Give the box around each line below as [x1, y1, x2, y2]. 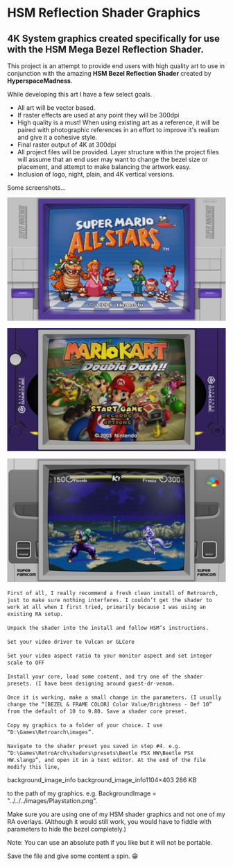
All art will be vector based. [17, 104, 96, 112]
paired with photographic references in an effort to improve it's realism [17, 126, 220, 133]
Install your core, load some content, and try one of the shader [7, 673, 203, 680]
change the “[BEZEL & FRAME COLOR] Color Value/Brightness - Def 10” [7, 701, 213, 708]
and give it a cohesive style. [17, 133, 97, 141]
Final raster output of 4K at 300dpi [17, 140, 116, 149]
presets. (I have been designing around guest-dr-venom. [7, 680, 175, 687]
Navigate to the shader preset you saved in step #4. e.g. [7, 743, 182, 749]
